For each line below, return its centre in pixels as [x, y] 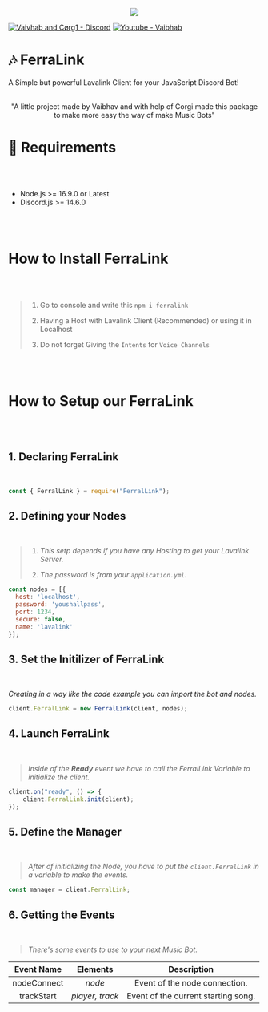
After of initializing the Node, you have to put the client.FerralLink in [144, 867]
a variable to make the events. [78, 875]
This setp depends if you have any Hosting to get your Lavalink [144, 551]
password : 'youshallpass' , [60, 605]
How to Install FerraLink [88, 259]
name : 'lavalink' [44, 627]
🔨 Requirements [62, 148]
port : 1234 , [36, 612]
